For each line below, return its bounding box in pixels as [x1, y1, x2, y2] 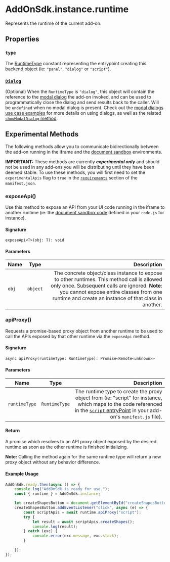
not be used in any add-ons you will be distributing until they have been [5, 164, 154, 170]
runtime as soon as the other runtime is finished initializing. [5, 444, 128, 450]
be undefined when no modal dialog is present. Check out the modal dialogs [5, 105, 163, 111]
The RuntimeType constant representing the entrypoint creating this [5, 60, 147, 66]
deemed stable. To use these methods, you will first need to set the [5, 169, 146, 175]
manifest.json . [5, 180, 36, 186]
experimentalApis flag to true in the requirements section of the [5, 174, 138, 180]
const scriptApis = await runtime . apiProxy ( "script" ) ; [23, 509, 142, 515]
